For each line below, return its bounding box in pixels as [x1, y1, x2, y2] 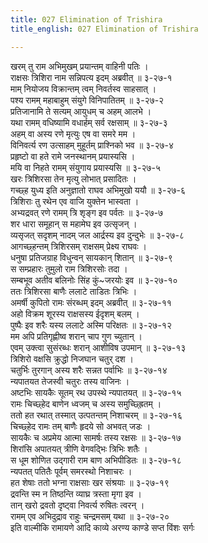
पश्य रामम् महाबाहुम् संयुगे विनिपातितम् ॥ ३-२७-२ [10, 94, 165, 106]
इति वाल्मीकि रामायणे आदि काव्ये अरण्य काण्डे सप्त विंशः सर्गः [10, 521, 195, 533]
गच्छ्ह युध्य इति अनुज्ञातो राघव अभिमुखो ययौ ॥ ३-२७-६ [10, 184, 186, 196]
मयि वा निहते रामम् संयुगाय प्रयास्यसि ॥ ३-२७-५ [10, 161, 161, 173]
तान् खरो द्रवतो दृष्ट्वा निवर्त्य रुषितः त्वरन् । [10, 499, 145, 511]
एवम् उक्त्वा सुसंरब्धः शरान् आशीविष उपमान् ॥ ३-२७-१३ [10, 341, 187, 353]
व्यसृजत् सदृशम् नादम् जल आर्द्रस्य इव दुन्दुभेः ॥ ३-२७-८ [10, 229, 185, 241]
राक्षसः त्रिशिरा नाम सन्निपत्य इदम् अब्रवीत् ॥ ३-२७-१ [10, 71, 173, 83]
